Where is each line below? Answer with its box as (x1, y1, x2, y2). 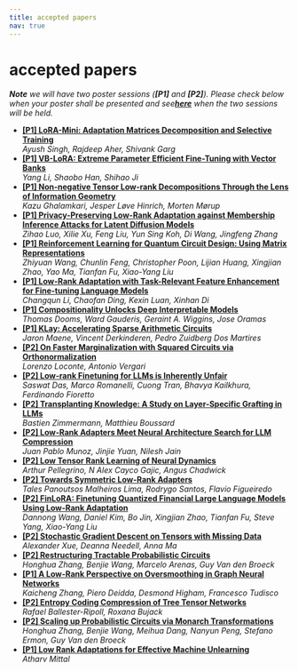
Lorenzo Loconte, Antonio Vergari (21, 361, 146, 371)
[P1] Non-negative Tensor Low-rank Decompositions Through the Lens (21, 181, 289, 192)
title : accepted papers (9, 12, 98, 22)
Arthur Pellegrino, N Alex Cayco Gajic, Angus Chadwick (21, 465, 226, 475)
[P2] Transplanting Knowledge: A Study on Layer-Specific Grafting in (21, 399, 282, 410)
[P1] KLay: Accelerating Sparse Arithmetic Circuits (21, 324, 213, 334)
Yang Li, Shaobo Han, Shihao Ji (21, 172, 139, 183)
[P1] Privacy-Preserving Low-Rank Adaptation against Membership (21, 210, 276, 220)
